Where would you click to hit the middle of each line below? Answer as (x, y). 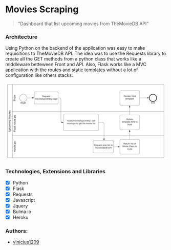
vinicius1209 (26, 242)
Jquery (20, 205)
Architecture (22, 37)
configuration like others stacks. (39, 75)
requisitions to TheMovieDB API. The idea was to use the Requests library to (86, 54)
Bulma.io (22, 212)
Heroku (20, 217)
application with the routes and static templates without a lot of (72, 70)
